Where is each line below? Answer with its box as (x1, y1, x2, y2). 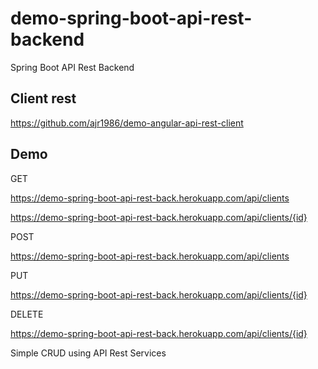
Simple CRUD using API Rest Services (10, 347, 167, 359)
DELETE (10, 308, 44, 320)
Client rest (10, 90, 77, 107)
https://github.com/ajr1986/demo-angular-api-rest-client (10, 117, 244, 129)
